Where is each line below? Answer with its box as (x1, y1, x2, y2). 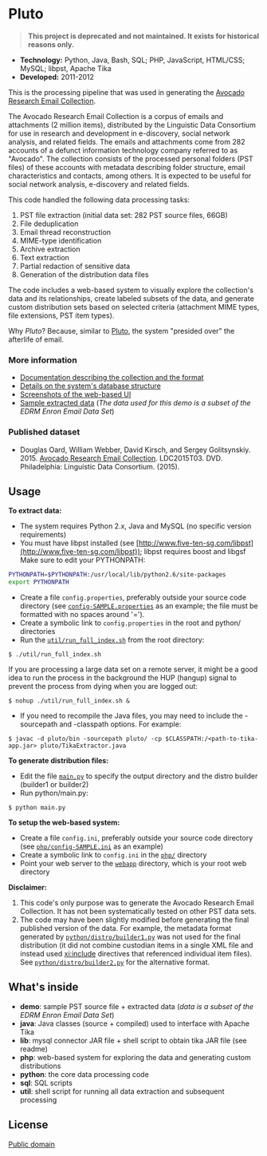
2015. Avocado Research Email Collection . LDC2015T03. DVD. (19, 453, 223, 463)
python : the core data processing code (19, 1069, 149, 1079)
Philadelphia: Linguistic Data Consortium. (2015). (19, 461, 180, 471)
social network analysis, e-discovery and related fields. (8, 179, 190, 188)
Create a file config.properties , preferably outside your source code (19, 592, 247, 603)
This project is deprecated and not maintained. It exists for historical (27, 31, 259, 41)
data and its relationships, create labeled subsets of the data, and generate (8, 293, 255, 303)
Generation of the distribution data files (19, 269, 149, 279)
